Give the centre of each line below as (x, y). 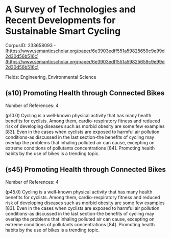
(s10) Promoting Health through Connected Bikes (85, 93)
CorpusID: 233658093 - (31, 45)
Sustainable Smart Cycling (63, 31)
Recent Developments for (60, 20)
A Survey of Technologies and (71, 9)
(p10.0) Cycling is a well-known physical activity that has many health (78, 115)
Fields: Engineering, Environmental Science (51, 77)
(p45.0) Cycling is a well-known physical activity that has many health (79, 192)
